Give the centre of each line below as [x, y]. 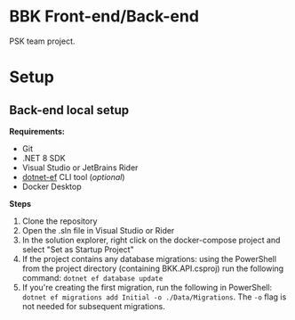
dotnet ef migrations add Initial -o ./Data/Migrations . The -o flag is [154, 297]
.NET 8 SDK [44, 158]
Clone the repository [60, 221]
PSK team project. [42, 41]
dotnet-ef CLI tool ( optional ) [74, 176]
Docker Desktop [52, 186]
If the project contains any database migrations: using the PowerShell [149, 258]
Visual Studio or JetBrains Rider [80, 168]
